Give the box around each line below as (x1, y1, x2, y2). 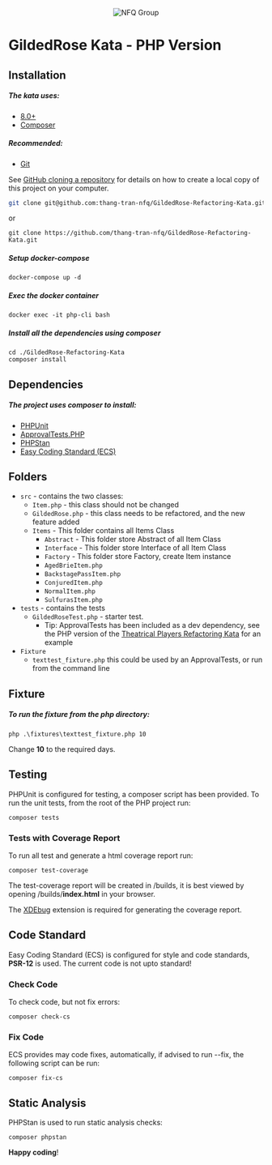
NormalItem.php (44, 587, 96, 595)
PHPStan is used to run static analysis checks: (8, 1118, 164, 1128)
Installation (8, 68, 66, 82)
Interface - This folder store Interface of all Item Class (44, 543, 227, 553)
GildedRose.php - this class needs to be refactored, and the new (32, 509, 245, 518)
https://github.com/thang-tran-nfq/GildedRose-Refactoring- (44, 229, 252, 237)
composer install (8, 356, 67, 364)
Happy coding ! (8, 1147, 59, 1158)
